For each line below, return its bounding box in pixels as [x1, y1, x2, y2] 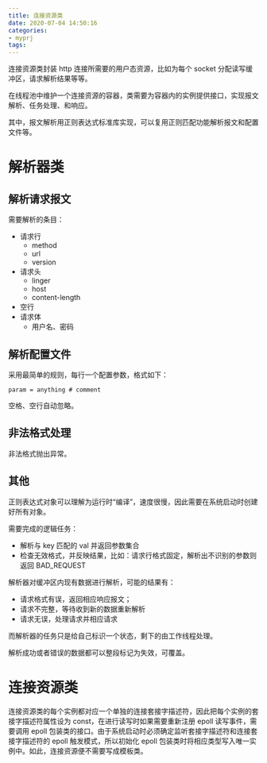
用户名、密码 [31, 322, 74, 332]
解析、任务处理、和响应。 [8, 101, 92, 110]
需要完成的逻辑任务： [8, 523, 78, 533]
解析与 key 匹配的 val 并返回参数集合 [19, 541, 140, 550]
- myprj [8, 33, 34, 42]
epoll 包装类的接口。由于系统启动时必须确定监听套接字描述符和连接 [30, 726, 251, 735]
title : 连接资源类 [8, 11, 64, 20]
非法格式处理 [8, 426, 72, 440]
